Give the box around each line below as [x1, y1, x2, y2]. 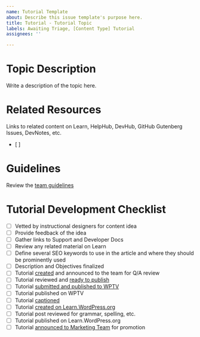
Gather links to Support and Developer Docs [14, 236, 124, 243]
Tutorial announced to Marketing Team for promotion [14, 323, 145, 330]
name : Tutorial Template [6, 8, 68, 15]
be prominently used [14, 256, 66, 264]
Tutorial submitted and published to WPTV [14, 283, 119, 290]
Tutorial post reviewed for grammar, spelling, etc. [14, 310, 136, 317]
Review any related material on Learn [14, 243, 106, 250]
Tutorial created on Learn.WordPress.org [14, 303, 115, 311]
